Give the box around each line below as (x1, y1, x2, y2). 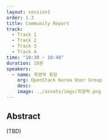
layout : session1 (6, 9, 51, 15)
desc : (17, 83, 32, 89)
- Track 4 (12, 49, 37, 55)
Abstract (6, 111, 41, 122)
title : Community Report (6, 20, 70, 26)
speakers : (6, 65, 32, 72)
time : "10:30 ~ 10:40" (6, 54, 64, 61)
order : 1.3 (6, 15, 34, 21)
